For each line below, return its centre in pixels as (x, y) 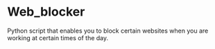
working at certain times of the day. (58, 37)
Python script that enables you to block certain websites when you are (108, 31)
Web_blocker (46, 12)
